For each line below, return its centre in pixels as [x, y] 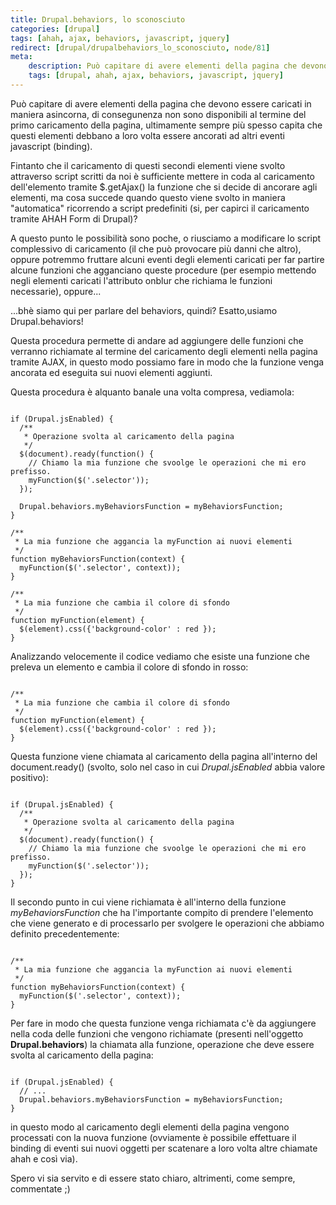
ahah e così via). [44, 1158]
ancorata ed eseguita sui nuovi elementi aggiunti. [111, 372]
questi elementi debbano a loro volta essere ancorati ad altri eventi [147, 135]
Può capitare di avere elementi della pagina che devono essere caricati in [161, 103]
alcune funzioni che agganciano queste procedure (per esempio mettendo [163, 270]
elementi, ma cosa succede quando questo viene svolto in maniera [148, 197]
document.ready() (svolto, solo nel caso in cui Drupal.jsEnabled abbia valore [168, 767]
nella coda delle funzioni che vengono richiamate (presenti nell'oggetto [157, 1033]
